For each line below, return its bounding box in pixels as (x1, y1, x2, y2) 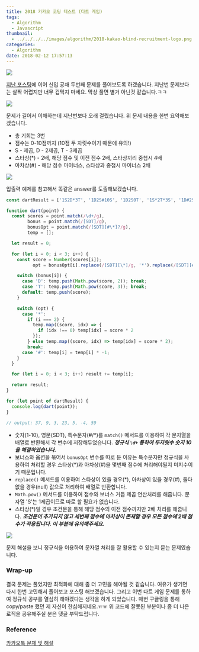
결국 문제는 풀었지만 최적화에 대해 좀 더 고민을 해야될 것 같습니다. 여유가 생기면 (6, 580, 188, 587)
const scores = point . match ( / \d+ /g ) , (11, 213, 105, 219)
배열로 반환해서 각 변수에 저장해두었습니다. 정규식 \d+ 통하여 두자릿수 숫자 (14, 439, 185, 446)
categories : (6, 42, 36, 48)
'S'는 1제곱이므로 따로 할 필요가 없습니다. (25, 498, 120, 505)
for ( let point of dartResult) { (6, 398, 89, 404)
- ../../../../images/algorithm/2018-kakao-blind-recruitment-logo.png (11, 36, 192, 42)
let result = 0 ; (11, 240, 52, 246)
